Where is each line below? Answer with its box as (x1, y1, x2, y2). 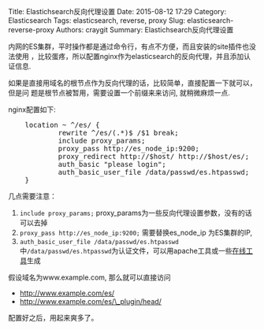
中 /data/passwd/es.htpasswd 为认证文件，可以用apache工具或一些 (19, 247, 232, 255)
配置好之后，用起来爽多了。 (8, 313, 99, 322)
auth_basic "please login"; (58, 160, 167, 169)
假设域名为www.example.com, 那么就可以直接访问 (8, 273, 171, 282)
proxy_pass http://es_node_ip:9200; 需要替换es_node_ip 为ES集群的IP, (19, 228, 253, 237)
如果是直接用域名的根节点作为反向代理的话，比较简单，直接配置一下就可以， (8, 78, 257, 87)
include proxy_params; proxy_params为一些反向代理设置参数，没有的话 (19, 208, 252, 217)
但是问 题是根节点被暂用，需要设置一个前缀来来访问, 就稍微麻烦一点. (8, 88, 230, 97)
